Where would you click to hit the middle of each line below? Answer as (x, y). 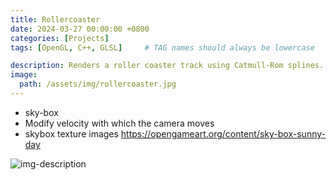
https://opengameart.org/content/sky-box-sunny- (223, 133)
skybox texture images (71, 133)
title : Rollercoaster (55, 19)
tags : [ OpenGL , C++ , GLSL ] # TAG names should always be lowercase (162, 47)
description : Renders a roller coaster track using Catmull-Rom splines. (167, 66)
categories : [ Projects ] (60, 38)
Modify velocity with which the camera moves (119, 123)
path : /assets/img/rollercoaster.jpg (98, 84)
